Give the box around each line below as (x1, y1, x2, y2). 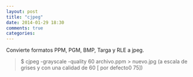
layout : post (6, 8, 38, 15)
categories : (6, 31, 35, 36)
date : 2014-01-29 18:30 (6, 19, 65, 25)
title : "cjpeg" (6, 14, 44, 20)
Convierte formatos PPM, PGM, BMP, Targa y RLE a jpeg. (6, 46, 144, 53)
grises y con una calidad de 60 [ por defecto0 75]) (20, 64, 143, 71)
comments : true (6, 25, 44, 31)
